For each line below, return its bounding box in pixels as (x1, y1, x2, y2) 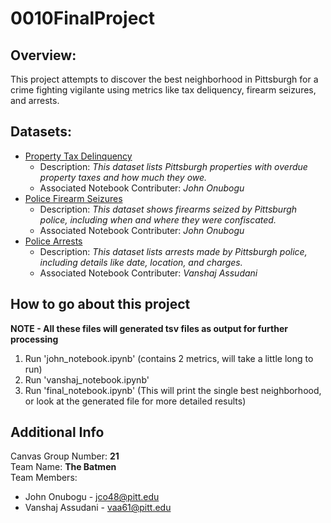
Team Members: (10, 472, 78, 484)
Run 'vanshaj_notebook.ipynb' (24, 373, 150, 386)
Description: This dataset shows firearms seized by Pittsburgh (39, 203, 298, 215)
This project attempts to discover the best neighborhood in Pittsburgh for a (10, 73, 319, 85)
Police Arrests (24, 235, 83, 247)
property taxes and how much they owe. (39, 171, 208, 183)
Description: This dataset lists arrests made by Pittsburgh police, (39, 245, 308, 257)
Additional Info (10, 424, 105, 441)
